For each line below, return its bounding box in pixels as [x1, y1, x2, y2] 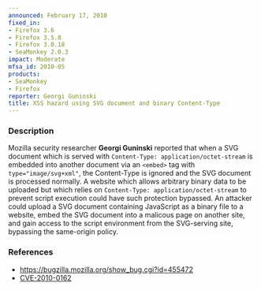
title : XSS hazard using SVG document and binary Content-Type [8, 99, 221, 107]
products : [8, 70, 41, 78]
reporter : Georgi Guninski [8, 92, 97, 100]
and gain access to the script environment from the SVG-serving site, [8, 218, 234, 229]
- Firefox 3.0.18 [8, 41, 65, 49]
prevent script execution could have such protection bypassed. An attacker [8, 194, 252, 203]
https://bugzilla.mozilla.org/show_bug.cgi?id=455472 [19, 265, 193, 274]
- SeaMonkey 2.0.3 [8, 48, 69, 56]
